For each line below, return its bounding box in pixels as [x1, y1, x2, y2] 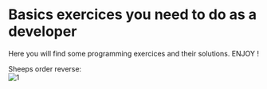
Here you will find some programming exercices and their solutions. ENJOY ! [8, 48, 260, 58]
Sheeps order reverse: [8, 64, 82, 73]
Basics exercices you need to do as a [8, 6, 257, 24]
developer [8, 22, 77, 41]
